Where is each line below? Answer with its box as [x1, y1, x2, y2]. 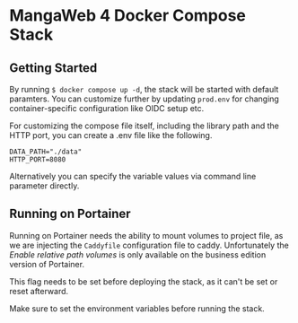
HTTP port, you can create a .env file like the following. [9, 130, 213, 140]
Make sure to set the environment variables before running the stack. [9, 302, 265, 314]
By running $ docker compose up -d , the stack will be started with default [9, 84, 279, 94]
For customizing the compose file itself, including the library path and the [9, 120, 280, 131]
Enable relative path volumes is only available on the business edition [9, 249, 267, 260]
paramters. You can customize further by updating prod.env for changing [9, 93, 280, 104]
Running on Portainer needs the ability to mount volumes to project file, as [9, 230, 284, 240]
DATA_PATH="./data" [9, 147, 83, 156]
